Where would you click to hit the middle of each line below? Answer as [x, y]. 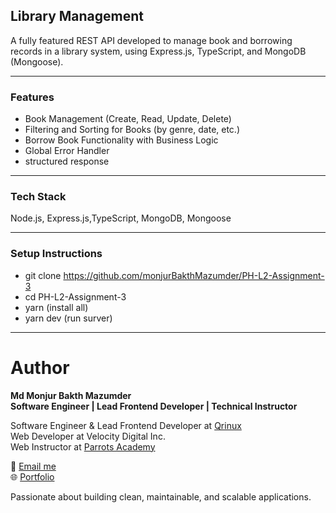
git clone [43, 275]
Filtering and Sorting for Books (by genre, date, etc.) [132, 130]
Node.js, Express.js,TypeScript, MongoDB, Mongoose [121, 218]
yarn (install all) [56, 307]
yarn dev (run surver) [68, 318]
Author [40, 367]
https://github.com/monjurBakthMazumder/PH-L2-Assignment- [194, 275]
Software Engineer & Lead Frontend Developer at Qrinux [126, 425]
